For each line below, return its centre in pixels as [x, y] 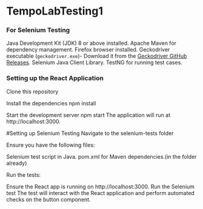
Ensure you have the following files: [51, 145]
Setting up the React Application [55, 78]
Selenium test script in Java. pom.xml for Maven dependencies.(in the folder [101, 156]
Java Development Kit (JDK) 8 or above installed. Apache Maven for [92, 43]
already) [17, 163]
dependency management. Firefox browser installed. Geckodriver [88, 50]
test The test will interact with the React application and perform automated [101, 193]
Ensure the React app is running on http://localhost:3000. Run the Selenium [101, 187]
